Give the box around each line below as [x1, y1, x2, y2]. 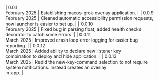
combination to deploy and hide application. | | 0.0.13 [5, 53, 117, 59]
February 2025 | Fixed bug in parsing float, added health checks [5, 26, 142, 32]
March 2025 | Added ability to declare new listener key [5, 48, 122, 54]
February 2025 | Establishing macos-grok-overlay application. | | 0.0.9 [5, 10, 154, 16]
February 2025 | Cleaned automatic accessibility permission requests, [5, 15, 154, 21]
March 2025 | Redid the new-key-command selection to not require [5, 59, 148, 65]
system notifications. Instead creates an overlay [5, 64, 107, 70]
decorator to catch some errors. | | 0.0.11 [5, 32, 91, 37]
